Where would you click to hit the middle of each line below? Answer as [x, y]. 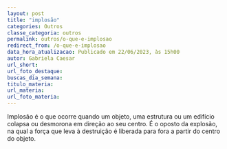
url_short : [23, 65]
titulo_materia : [30, 84]
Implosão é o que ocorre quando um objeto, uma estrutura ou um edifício [111, 117]
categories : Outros [35, 26]
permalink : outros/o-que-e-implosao [60, 39]
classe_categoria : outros [44, 33]
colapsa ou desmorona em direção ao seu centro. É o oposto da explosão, [112, 124]
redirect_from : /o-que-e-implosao [57, 46]
